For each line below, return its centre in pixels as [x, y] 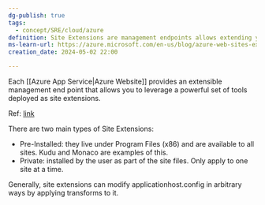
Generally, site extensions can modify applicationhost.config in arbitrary [125, 184]
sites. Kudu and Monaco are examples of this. [93, 152]
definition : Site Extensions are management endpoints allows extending [130, 37]
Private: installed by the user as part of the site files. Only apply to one [134, 161]
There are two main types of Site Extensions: [81, 129]
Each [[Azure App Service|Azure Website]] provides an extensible [115, 81]
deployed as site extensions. [54, 98]
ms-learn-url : [32, 45]
